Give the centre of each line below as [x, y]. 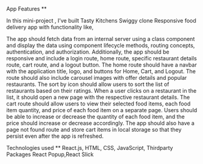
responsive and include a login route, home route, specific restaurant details [102, 58]
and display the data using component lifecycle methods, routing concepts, [101, 45]
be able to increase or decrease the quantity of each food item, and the [96, 116]
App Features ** [27, 9]
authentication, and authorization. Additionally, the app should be [88, 52]
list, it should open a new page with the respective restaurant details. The [98, 97]
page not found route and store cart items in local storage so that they [94, 130]
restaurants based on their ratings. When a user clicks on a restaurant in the [101, 91]
